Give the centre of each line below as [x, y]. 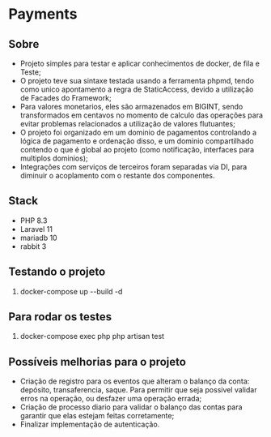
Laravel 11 [36, 229]
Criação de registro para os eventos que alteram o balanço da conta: [135, 381]
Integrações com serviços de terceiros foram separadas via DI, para [133, 167]
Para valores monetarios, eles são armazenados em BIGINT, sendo [131, 107]
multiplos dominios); [54, 158]
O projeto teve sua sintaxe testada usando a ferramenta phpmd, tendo [137, 81]
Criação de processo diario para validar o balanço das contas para [131, 407]
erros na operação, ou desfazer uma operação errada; [111, 399]
